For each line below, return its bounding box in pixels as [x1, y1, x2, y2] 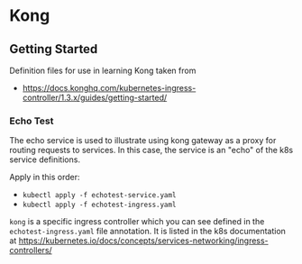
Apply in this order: [9, 172, 80, 183]
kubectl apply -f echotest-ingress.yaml [22, 200, 177, 210]
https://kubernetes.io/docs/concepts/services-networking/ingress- [18, 235, 269, 246]
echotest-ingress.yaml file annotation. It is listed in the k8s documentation [9, 226, 287, 237]
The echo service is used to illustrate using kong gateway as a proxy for [9, 135, 277, 146]
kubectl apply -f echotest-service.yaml [22, 191, 177, 200]
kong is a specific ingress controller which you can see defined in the [9, 216, 265, 227]
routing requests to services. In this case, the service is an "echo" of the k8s [9, 145, 294, 156]
